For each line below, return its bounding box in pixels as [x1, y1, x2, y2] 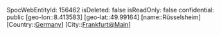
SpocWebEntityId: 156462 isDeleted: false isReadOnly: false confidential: [6, 6, 214, 14]
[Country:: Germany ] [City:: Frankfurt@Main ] [6, 21, 131, 28]
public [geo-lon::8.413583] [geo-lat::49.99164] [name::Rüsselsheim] [6, 13, 202, 21]
